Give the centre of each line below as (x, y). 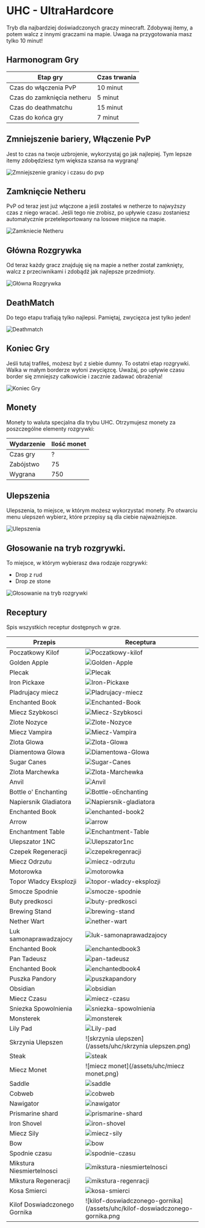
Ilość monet (69, 443)
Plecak (19, 672)
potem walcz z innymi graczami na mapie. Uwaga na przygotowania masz (99, 34)
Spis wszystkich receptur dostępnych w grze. (64, 627)
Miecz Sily (24, 1134)
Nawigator (24, 1104)
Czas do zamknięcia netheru (50, 97)
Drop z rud (29, 575)
